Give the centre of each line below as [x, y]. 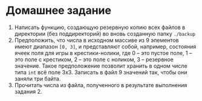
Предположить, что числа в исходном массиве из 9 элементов [96, 40]
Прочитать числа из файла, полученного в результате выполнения [101, 85]
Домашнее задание [58, 11]
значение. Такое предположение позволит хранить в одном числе [101, 66]
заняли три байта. [37, 79]
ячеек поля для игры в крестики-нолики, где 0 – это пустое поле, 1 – [103, 53]
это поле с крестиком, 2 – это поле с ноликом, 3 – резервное [94, 59]
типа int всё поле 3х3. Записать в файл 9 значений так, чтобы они [101, 72]
